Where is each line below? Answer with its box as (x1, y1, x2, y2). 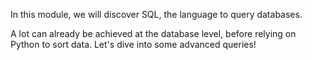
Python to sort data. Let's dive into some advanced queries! (10, 39, 257, 50)
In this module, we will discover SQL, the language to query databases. (10, 9, 303, 20)
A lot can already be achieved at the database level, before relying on (10, 28, 297, 39)
